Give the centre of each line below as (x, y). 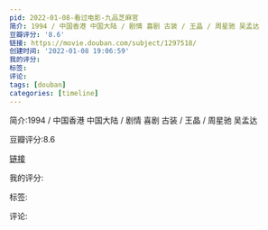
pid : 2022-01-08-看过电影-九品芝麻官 (74, 18)
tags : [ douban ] (38, 85)
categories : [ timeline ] (54, 93)
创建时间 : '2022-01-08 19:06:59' (69, 51)
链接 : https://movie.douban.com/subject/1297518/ (103, 43)
